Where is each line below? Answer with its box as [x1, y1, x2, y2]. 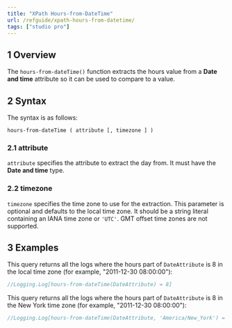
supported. [7, 221, 39, 230]
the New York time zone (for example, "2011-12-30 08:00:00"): [7, 301, 187, 310]
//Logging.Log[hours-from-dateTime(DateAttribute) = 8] [7, 281, 172, 288]
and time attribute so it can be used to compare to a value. [7, 75, 176, 84]
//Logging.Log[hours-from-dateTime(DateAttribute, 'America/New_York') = [7, 315, 226, 322]
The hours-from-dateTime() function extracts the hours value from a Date [7, 68, 217, 76]
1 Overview [7, 49, 57, 61]
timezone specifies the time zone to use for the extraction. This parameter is [7, 199, 224, 208]
